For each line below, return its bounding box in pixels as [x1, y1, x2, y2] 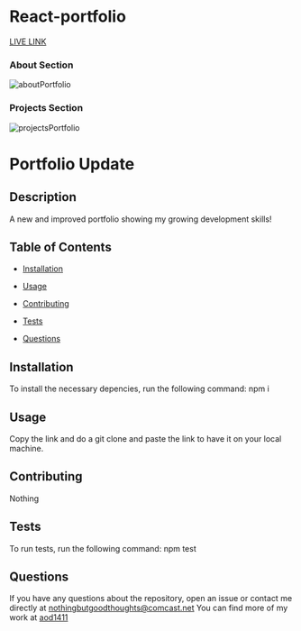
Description [9, 189, 77, 205]
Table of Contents [9, 239, 113, 254]
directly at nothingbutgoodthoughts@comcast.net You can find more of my [9, 602, 288, 614]
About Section [9, 59, 74, 71]
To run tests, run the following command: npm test [9, 543, 196, 553]
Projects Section [9, 102, 84, 114]
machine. [9, 443, 44, 453]
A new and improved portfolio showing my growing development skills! [9, 214, 272, 224]
